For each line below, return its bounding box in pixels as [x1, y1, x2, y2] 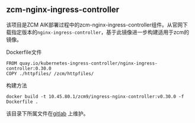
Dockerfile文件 [6, 48, 42, 56]
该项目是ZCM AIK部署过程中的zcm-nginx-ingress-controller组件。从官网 [6, 21, 183, 28]
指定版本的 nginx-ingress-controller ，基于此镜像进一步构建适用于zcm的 [11, 28, 190, 35]
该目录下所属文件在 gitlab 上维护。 [6, 109, 89, 117]
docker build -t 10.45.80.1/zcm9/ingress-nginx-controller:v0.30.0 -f [6, 93, 184, 99]
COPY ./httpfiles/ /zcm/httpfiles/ [6, 70, 94, 76]
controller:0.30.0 [6, 65, 52, 72]
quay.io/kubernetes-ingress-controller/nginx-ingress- [19, 60, 158, 66]
